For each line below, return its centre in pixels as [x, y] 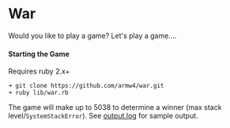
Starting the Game [39, 54]
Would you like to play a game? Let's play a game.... [92, 36]
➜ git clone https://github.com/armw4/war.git [86, 86]
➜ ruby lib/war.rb [38, 93]
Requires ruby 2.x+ [39, 71]
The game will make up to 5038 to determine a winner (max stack [115, 107]
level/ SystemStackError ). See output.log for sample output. [104, 116]
